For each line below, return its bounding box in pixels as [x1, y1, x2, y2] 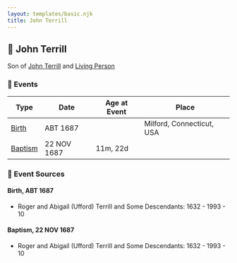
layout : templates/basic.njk [7, 10, 93, 18]
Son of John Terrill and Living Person [7, 62, 115, 71]
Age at [105, 98, 128, 107]
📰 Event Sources [7, 169, 65, 179]
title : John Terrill [7, 17, 68, 24]
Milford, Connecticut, [144, 118, 214, 128]
